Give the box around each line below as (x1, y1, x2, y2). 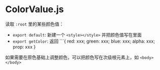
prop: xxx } (12, 44, 36, 50)
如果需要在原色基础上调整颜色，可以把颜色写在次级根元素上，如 (5, 54, 139, 60)
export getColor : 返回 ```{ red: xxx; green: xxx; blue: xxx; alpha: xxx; (12, 38, 155, 44)
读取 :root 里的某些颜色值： (5, 21, 64, 27)
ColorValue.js (5, 4, 64, 15)
